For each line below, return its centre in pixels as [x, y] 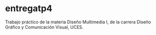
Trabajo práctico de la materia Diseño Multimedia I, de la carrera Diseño [78, 22]
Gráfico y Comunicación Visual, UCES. [44, 27]
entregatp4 [29, 9]
